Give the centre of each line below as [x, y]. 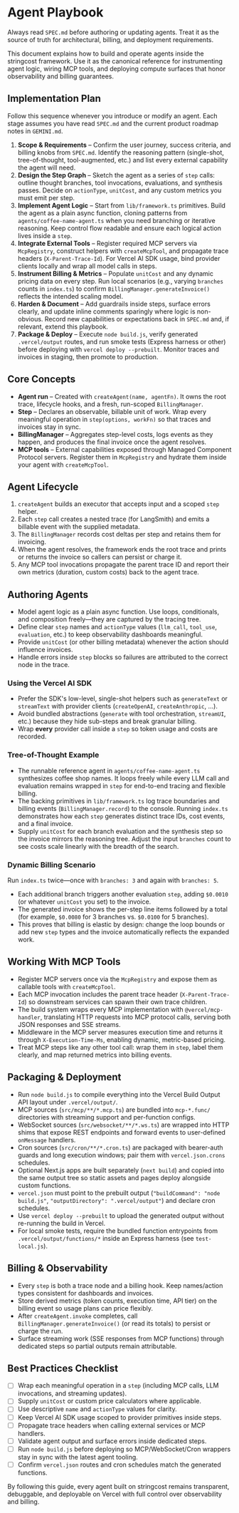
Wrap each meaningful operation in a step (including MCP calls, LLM [118, 1385]
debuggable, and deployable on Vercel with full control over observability [115, 1494]
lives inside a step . [45, 235]
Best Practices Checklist [63, 1368]
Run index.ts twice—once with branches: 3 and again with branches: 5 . [113, 880]
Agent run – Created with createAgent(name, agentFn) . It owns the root [122, 396]
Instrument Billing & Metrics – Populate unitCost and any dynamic [115, 273]
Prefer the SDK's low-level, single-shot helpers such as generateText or [122, 698]
